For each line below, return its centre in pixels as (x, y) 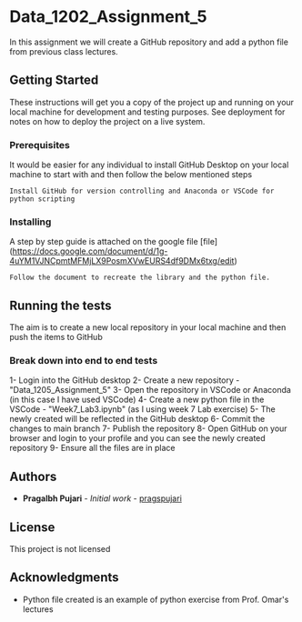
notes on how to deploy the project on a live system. (107, 121)
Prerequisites (40, 145)
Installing (30, 222)
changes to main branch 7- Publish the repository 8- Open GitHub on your (149, 428)
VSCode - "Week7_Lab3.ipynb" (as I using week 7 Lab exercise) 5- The (142, 409)
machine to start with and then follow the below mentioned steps (131, 175)
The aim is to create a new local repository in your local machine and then (148, 327)
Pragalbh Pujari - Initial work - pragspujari (102, 498)
